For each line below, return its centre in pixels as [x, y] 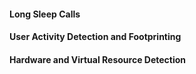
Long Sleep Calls [45, 14]
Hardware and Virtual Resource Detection [98, 59]
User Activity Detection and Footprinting [95, 37]
